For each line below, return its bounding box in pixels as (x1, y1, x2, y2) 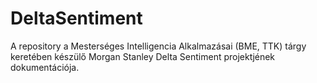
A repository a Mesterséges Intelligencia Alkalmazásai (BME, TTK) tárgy (10, 40, 307, 52)
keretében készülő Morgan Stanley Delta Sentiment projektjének (10, 50, 276, 62)
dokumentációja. (10, 61, 80, 73)
